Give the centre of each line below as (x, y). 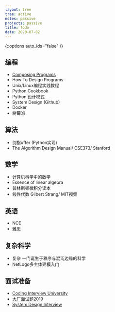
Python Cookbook (30, 91)
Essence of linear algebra (38, 182)
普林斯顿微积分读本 (31, 188)
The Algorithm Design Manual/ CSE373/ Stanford (61, 148)
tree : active (18, 14)
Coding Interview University (40, 293)
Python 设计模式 (28, 96)
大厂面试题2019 (28, 299)
